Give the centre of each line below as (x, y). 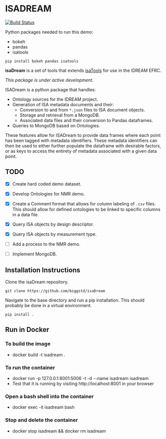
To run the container (30, 368)
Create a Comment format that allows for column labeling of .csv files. (84, 203)
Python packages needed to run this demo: (49, 32)
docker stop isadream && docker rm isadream (59, 431)
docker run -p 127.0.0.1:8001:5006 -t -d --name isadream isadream (80, 378)
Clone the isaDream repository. (37, 282)
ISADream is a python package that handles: (51, 89)
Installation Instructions (43, 270)
